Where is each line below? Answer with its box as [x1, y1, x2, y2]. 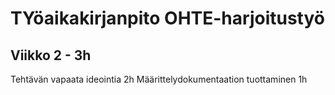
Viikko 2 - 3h [10, 47, 92, 64]
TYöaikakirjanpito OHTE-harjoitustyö [10, 7, 325, 30]
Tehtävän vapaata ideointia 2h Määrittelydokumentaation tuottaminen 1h [10, 73, 308, 85]
